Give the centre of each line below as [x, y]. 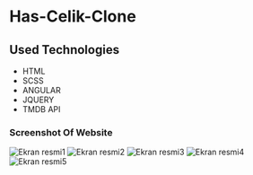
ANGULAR [41, 90]
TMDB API [41, 109]
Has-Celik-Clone [73, 17]
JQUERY [38, 100]
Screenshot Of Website [61, 132]
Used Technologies [64, 50]
